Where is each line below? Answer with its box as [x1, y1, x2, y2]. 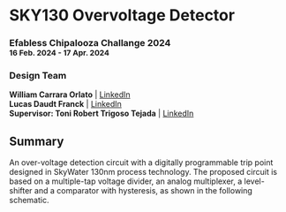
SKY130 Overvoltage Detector [9, 5, 236, 26]
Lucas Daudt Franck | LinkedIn [9, 99, 122, 110]
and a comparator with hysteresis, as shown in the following [34, 185, 253, 196]
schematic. [9, 195, 49, 206]
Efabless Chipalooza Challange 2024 [9, 37, 171, 49]
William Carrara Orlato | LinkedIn [9, 89, 131, 100]
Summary [9, 133, 64, 148]
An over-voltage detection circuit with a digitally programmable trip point [9, 157, 274, 168]
